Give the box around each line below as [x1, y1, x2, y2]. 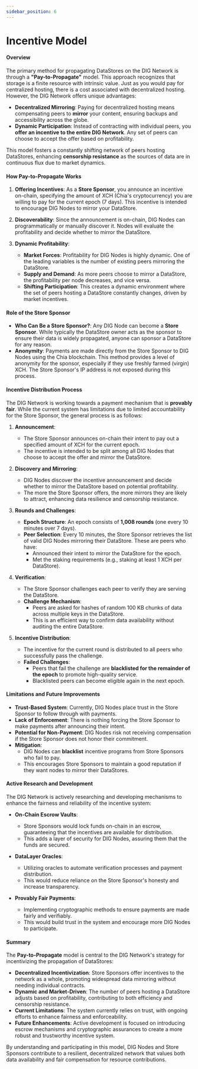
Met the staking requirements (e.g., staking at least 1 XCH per [32, 556, 182, 563]
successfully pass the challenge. [23, 652, 103, 659]
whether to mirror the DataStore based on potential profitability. [23, 482, 178, 490]
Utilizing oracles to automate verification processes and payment [23, 864, 182, 872]
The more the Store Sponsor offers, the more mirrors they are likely [23, 489, 187, 496]
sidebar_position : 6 [6, 8, 57, 15]
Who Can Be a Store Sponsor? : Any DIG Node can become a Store [14, 322, 179, 329]
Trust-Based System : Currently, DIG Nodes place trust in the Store [14, 704, 178, 711]
